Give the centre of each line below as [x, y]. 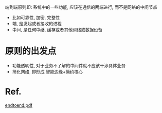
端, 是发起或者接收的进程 [37, 24]
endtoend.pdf [19, 105]
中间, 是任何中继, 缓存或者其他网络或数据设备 [57, 30]
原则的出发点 [31, 51]
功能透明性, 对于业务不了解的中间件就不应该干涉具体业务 [69, 65]
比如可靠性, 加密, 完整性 [36, 18]
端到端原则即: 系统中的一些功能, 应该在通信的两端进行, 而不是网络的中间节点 [81, 7]
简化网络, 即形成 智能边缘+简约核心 [47, 72]
